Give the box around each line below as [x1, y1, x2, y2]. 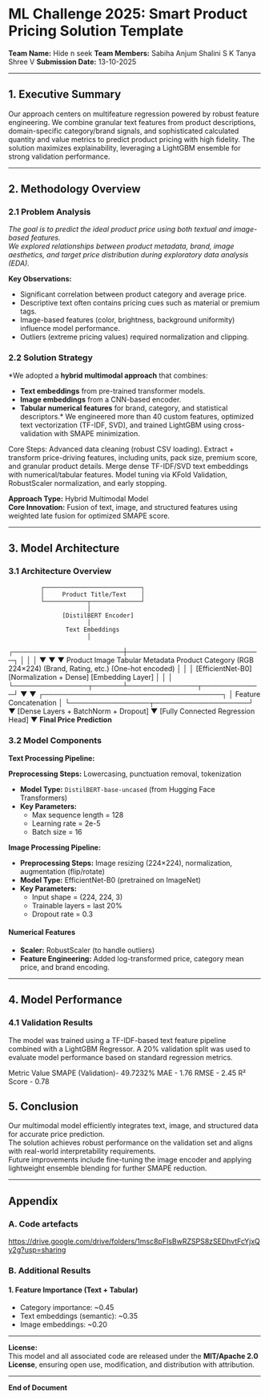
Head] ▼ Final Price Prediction [8, 715, 112, 725]
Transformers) [19, 793, 68, 803]
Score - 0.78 [8, 1076, 50, 1086]
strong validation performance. [8, 152, 110, 161]
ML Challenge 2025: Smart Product [8, 5, 248, 23]
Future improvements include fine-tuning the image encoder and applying [8, 1155, 252, 1165]
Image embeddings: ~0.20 [19, 1320, 108, 1329]
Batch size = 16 [31, 827, 82, 836]
